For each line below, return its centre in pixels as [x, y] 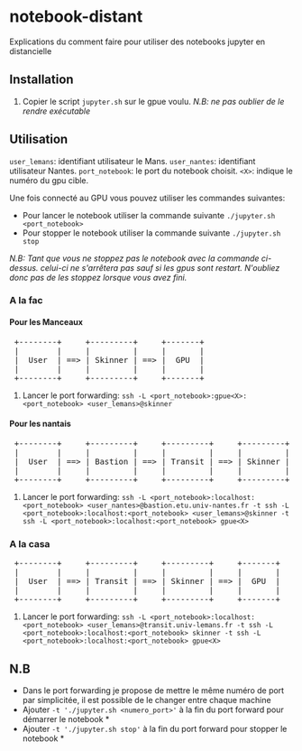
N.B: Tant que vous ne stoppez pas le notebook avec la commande [134, 258]
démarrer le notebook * [66, 719]
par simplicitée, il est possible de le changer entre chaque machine [147, 700]
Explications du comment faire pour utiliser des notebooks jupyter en [137, 42]
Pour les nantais [41, 424]
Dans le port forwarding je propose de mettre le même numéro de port [153, 691]
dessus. [24, 267]
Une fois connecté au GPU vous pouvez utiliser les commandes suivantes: [147, 198]
